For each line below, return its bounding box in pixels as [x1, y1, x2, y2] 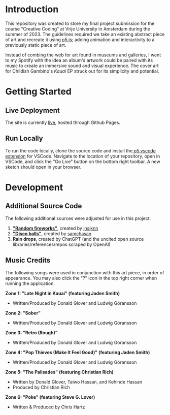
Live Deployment [5, 106, 60, 115]
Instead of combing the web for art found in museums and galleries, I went [5, 52, 161, 58]
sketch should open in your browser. [5, 164, 82, 170]
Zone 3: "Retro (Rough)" [5, 329, 58, 336]
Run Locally [5, 134, 43, 143]
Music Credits [5, 256, 51, 265]
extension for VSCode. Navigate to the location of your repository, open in [5, 153, 160, 159]
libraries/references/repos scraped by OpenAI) [12, 241, 111, 247]
